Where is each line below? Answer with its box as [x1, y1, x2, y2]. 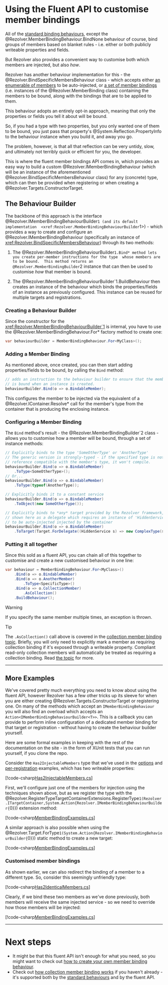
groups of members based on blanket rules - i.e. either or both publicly [5, 41, 151, 47]
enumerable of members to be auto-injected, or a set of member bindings [5, 82, 157, 88]
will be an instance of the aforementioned [5, 169, 91, 175]
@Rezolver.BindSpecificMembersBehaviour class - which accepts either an [5, 77, 160, 83]
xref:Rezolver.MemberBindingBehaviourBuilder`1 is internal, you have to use [5, 323, 161, 330]
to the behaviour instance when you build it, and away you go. [5, 133, 133, 139]
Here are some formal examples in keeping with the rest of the [5, 740, 134, 746]
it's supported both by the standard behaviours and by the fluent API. [12, 974, 155, 980]
